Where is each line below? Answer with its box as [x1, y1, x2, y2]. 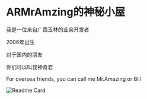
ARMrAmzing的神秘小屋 [6, 5, 126, 19]
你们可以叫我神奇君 [6, 63, 53, 71]
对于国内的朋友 [6, 51, 43, 58]
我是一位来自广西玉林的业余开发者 [6, 26, 90, 33]
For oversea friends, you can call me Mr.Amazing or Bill [6, 75, 141, 82]
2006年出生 [6, 38, 35, 45]
